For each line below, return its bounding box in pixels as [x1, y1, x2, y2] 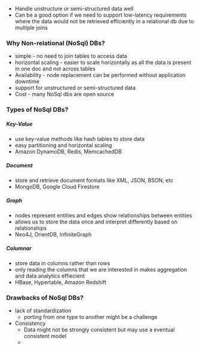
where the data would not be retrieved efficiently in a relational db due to [14, 18, 194, 24]
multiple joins [14, 24, 48, 31]
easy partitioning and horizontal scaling [14, 142, 112, 149]
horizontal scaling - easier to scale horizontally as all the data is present [14, 59, 192, 66]
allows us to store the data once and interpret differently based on [14, 218, 178, 226]
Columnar [6, 244, 32, 251]
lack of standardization [14, 307, 72, 314]
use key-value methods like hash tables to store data [14, 136, 145, 143]
